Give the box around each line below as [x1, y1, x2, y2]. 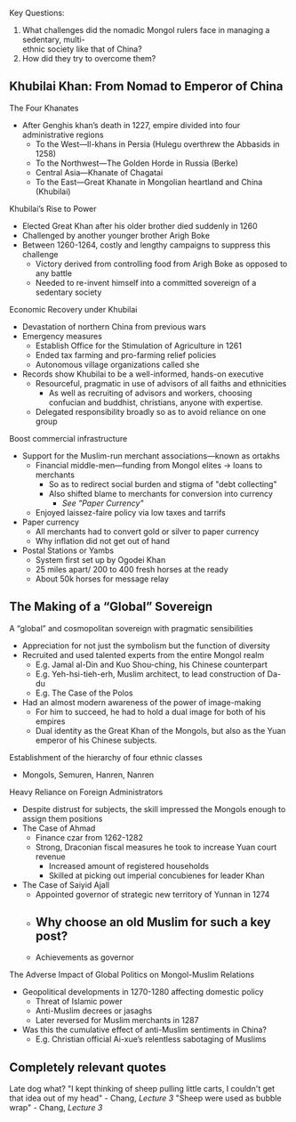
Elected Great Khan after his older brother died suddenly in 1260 [21, 220, 258, 231]
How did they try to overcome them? [21, 53, 156, 63]
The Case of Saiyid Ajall [21, 879, 109, 890]
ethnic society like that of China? [21, 44, 142, 54]
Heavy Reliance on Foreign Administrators [9, 786, 164, 797]
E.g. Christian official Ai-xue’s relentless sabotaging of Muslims [35, 1034, 267, 1045]
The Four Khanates [9, 102, 79, 113]
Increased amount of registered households [48, 860, 210, 871]
